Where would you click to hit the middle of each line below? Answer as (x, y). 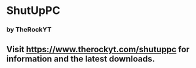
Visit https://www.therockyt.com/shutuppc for (98, 49)
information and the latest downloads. (81, 59)
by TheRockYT (29, 30)
